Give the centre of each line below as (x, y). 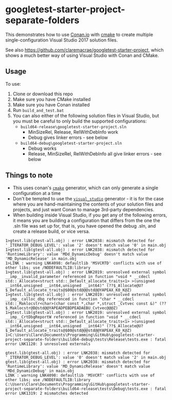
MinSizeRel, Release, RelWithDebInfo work (73, 132)
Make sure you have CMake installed (52, 99)
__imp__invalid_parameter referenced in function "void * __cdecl (78, 276)
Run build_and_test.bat (38, 110)
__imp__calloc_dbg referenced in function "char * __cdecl (70, 299)
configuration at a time (37, 193)
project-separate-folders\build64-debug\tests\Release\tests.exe (77, 339)
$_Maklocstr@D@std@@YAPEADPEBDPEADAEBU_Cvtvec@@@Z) (62, 308)
